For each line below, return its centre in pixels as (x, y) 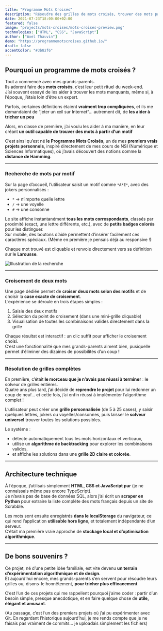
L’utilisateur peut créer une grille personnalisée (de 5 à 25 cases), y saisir (79, 409)
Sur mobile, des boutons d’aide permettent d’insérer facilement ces (72, 234)
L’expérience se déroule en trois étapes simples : (54, 301)
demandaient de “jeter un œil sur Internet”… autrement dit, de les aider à (78, 112)
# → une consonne (31, 209)
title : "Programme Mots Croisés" (39, 9)
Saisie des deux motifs (35, 311)
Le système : (18, 429)
